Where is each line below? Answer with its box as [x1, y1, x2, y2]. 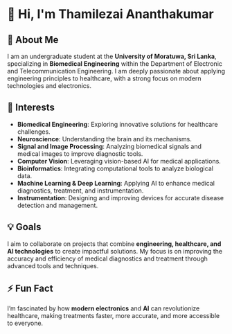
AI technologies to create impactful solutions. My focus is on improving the [7, 247, 223, 255]
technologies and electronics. [7, 82, 92, 89]
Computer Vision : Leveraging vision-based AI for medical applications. [17, 157, 222, 165]
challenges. [17, 128, 51, 136]
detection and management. [17, 201, 98, 209]
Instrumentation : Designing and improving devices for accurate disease [17, 193, 224, 202]
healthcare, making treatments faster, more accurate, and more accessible [7, 312, 220, 320]
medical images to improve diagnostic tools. [17, 149, 143, 158]
